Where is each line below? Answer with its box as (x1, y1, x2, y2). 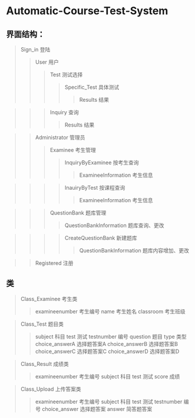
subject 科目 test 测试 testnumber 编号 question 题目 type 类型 (35, 333, 187, 340)
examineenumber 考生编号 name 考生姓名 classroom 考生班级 (35, 307, 186, 315)
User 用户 (35, 59, 59, 66)
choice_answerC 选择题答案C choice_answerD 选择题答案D (35, 348, 180, 355)
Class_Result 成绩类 (20, 360, 69, 367)
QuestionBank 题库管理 (49, 209, 107, 216)
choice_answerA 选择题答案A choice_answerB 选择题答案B (35, 340, 179, 347)
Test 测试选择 (49, 71, 83, 78)
